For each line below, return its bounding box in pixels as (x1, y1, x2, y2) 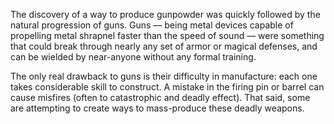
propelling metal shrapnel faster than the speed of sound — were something (10, 30, 325, 41)
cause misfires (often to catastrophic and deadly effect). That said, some (10, 92, 311, 103)
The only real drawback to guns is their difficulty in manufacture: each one (10, 70, 318, 82)
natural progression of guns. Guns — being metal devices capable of (10, 19, 294, 31)
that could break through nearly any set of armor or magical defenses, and (10, 40, 318, 52)
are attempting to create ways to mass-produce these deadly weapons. (10, 102, 305, 114)
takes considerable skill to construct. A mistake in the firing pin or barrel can (10, 81, 325, 93)
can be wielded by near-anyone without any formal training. (10, 51, 257, 63)
